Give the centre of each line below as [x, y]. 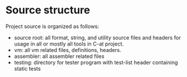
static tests [27, 68]
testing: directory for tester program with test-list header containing [96, 62]
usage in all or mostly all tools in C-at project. [69, 44]
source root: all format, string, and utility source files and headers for [97, 37]
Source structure [48, 10]
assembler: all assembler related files [59, 56]
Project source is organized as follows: [52, 26]
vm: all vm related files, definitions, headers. [68, 50]
